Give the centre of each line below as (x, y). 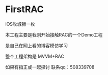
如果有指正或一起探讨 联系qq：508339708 (50, 67)
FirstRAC (25, 9)
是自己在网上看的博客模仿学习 (36, 45)
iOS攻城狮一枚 (20, 24)
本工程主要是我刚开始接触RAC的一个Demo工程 (54, 34)
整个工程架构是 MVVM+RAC (35, 56)
